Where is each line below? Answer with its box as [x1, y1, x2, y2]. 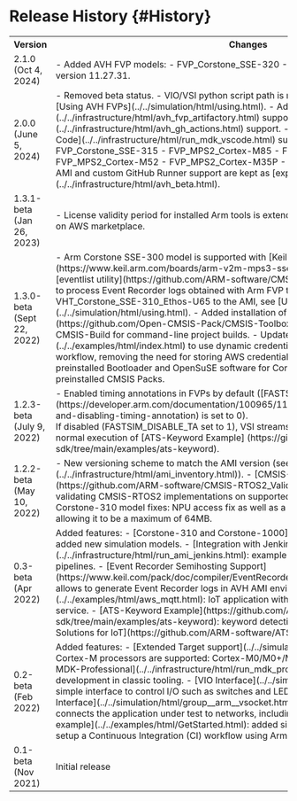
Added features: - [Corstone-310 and [56, 526, 217, 539]
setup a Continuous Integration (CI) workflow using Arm [56, 729, 288, 742]
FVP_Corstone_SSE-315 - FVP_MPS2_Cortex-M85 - [56, 144, 280, 157]
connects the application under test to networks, [56, 707, 257, 719]
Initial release [56, 760, 111, 773]
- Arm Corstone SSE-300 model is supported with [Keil [56, 251, 287, 263]
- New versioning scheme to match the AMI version [56, 456, 270, 469]
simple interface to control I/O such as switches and [56, 685, 271, 697]
